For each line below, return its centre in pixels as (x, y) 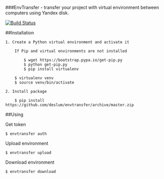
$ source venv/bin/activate (44, 83)
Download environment (30, 162)
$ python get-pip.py (46, 65)
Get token (16, 124)
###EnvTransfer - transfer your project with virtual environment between (82, 7)
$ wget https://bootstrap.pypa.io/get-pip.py (73, 60)
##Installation (20, 33)
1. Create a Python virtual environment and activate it (67, 42)
